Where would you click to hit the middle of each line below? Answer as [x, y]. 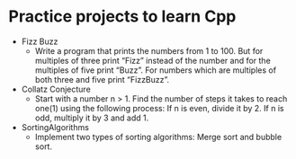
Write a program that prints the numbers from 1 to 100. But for [149, 50]
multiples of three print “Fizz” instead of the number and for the [152, 60]
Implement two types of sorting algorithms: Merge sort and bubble [158, 137]
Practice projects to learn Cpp [122, 17]
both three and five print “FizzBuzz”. [102, 79]
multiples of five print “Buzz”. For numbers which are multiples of [155, 70]
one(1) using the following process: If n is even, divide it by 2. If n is [159, 108]
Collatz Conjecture [56, 89]
